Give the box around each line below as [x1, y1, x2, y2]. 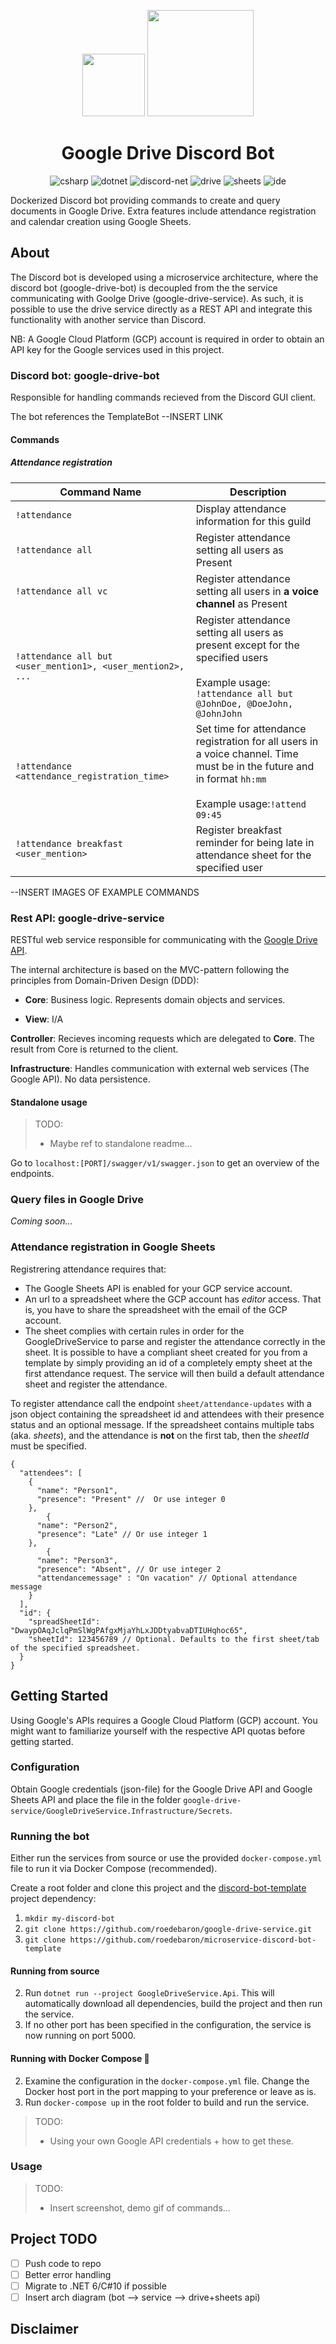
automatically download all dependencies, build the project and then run [24, 1998, 323, 2010]
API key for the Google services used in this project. [10, 343, 225, 355]
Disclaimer [10, 2321, 79, 2338]
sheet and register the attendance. [24, 1378, 168, 1390]
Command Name [59, 485, 142, 499]
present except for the [195, 638, 300, 652]
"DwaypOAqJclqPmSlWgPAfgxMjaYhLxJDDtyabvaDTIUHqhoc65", [10, 1625, 248, 1635]
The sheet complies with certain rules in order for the [24, 1325, 245, 1337]
